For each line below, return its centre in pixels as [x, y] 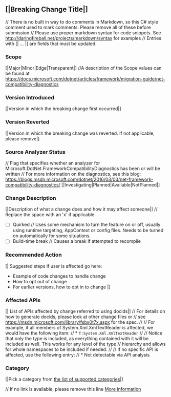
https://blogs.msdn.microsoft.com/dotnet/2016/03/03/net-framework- [79, 179]
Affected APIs [23, 300]
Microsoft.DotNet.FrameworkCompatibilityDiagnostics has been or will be [83, 169]
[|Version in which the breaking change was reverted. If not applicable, [80, 133]
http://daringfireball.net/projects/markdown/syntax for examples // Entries [83, 38]
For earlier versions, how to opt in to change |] [62, 287]
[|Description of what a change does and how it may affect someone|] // [81, 209]
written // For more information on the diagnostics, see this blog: [73, 174]
